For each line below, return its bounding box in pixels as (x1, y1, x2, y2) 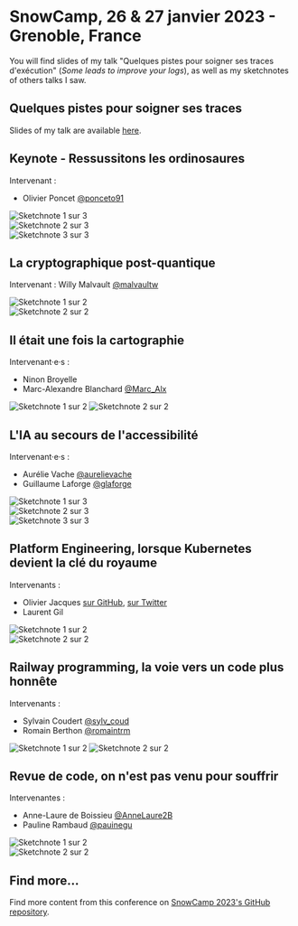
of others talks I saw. (9, 74, 87, 85)
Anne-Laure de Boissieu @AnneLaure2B (22, 810, 173, 821)
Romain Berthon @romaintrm (22, 725, 131, 735)
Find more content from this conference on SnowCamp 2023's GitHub (9, 897, 271, 908)
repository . (9, 906, 50, 918)
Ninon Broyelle (22, 374, 78, 385)
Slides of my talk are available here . (9, 125, 142, 136)
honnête (9, 674, 58, 689)
